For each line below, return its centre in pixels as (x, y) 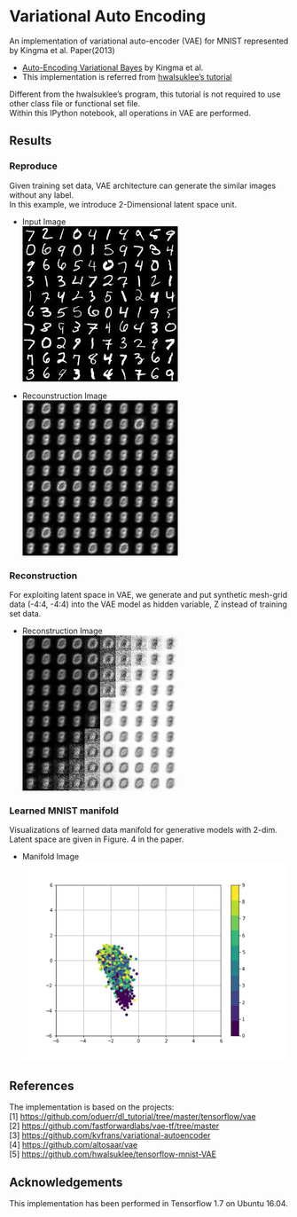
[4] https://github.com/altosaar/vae (74, 1145)
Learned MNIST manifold (64, 811)
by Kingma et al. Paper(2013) (62, 50)
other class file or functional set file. (75, 103)
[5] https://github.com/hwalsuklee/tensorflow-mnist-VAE (113, 1154)
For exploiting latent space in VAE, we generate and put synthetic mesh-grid (148, 594)
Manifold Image (51, 857)
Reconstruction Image (63, 631)
